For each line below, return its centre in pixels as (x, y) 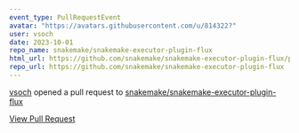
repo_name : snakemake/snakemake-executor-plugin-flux (111, 51)
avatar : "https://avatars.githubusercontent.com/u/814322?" (123, 26)
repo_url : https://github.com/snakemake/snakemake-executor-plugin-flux (147, 67)
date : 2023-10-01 (41, 42)
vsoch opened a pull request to (66, 92)
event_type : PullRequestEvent (65, 17)
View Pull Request (42, 118)
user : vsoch (31, 34)
